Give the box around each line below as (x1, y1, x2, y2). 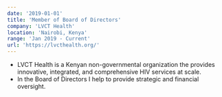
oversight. (16, 83, 46, 90)
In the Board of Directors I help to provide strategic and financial (16, 75, 199, 83)
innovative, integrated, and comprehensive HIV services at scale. (16, 68, 201, 76)
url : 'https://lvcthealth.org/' (7, 42, 100, 48)
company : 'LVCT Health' (7, 23, 76, 29)
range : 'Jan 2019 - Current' (7, 36, 91, 42)
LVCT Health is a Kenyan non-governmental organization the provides (16, 61, 215, 68)
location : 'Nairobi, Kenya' (7, 29, 88, 36)
